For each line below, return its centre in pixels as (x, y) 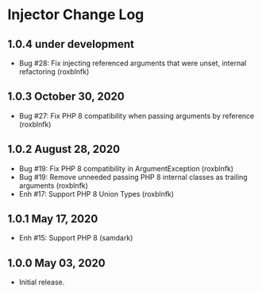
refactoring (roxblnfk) (54, 72)
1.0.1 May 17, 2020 (53, 219)
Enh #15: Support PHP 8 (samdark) (76, 238)
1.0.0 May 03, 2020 (56, 263)
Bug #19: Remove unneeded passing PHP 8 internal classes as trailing (133, 177)
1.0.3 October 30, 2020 (66, 97)
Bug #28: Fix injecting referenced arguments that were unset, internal (133, 63)
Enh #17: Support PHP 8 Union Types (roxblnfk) (96, 193)
